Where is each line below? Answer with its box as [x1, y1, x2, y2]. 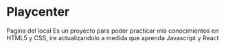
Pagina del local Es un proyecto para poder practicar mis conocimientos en [6, 27, 219, 35]
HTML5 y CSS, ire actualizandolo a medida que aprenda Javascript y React [6, 33, 219, 42]
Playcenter [6, 4, 70, 20]
